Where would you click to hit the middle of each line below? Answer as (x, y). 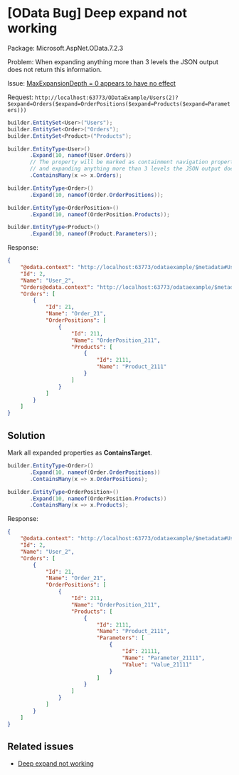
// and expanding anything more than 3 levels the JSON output (125, 169)
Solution (26, 436)
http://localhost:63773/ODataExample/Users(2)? (107, 98)
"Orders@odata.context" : (57, 287)
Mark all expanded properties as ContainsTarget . (80, 452)
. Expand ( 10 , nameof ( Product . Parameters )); (94, 234)
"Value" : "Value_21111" (157, 664)
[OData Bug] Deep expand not (97, 13)
